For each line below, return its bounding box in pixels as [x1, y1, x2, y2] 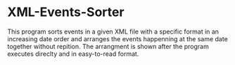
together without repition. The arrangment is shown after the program [7, 42, 209, 50]
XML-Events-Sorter [7, 4, 125, 20]
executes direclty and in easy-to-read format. [7, 50, 139, 58]
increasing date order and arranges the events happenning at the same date [7, 34, 229, 43]
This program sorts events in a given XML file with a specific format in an [7, 27, 220, 36]
